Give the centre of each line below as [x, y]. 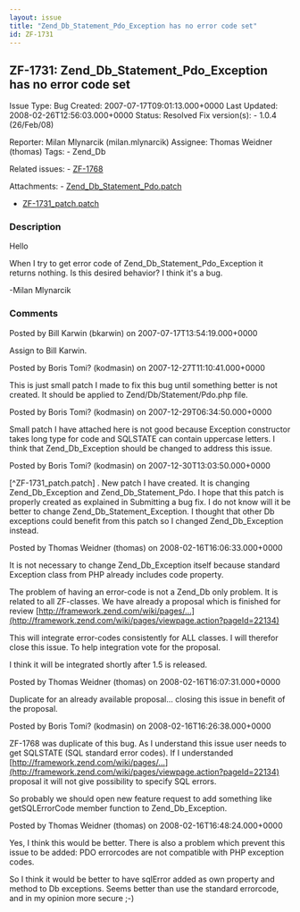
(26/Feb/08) [32, 125]
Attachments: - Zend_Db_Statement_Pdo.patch [96, 186]
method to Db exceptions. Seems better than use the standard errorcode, [144, 888]
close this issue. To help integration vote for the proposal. [115, 647]
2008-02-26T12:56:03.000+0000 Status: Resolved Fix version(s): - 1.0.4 [143, 115]
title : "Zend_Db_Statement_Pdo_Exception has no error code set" [133, 26]
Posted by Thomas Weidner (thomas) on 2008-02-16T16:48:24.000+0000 [146, 825]
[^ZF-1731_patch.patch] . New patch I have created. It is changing [129, 483]
